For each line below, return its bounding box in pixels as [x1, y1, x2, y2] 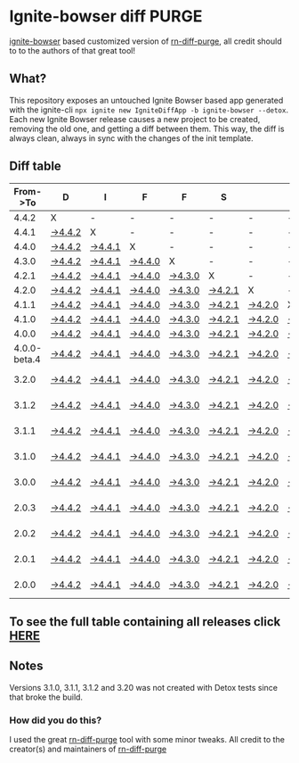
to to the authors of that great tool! [9, 45, 136, 55]
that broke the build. [9, 692, 83, 702]
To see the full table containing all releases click [9, 614, 281, 629]
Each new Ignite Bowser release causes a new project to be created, [9, 113, 261, 124]
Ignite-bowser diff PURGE [9, 6, 203, 27]
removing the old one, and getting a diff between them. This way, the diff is [9, 123, 285, 134]
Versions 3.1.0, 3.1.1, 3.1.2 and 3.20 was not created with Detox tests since [9, 682, 279, 693]
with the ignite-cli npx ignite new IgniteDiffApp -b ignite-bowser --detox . [9, 104, 289, 115]
